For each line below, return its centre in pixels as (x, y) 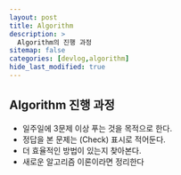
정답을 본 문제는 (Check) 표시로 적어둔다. (94, 139)
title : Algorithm (41, 26)
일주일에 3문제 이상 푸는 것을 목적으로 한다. (97, 128)
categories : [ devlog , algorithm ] (69, 59)
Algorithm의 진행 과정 (54, 42)
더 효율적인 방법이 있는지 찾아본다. (82, 150)
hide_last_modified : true (57, 68)
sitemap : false (37, 51)
